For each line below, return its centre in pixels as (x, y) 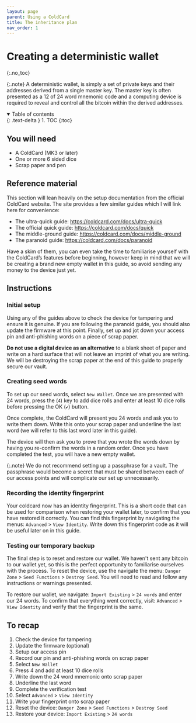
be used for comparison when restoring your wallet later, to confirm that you (98, 512)
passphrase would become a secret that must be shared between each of (95, 472)
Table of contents (33, 114)
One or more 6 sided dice (46, 159)
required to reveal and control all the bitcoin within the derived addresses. (95, 103)
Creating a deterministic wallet (83, 57)
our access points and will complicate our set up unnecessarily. (83, 478)
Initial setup (24, 305)
